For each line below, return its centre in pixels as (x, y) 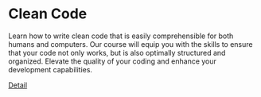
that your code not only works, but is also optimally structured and (117, 52)
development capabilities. (51, 69)
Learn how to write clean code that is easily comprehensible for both (121, 36)
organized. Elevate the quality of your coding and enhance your (113, 61)
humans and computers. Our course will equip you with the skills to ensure (130, 44)
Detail (18, 85)
